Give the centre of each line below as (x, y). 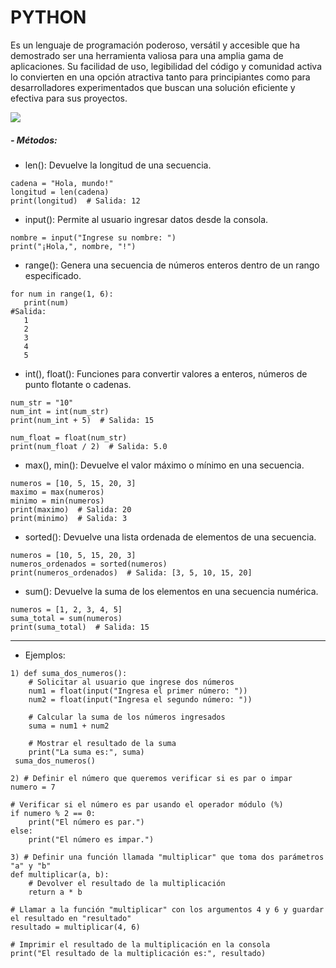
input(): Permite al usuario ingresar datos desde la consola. (146, 219)
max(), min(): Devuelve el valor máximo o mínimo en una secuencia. (164, 465)
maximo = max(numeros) (57, 492)
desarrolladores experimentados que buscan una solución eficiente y (153, 87)
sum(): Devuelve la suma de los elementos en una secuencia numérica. (171, 591)
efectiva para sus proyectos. (69, 98)
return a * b (55, 892)
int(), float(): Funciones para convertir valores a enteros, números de (166, 373)
